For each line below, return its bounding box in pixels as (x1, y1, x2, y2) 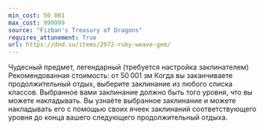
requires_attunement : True (8, 33, 97, 42)
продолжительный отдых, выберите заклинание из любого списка (8, 80, 233, 89)
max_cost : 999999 (8, 19, 65, 27)
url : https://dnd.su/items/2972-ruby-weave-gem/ (8, 41, 171, 49)
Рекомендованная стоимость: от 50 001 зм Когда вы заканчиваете (8, 71, 233, 80)
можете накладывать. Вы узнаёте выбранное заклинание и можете (8, 96, 236, 106)
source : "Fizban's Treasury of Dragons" (8, 26, 143, 34)
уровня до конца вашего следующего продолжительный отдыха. (8, 113, 229, 122)
